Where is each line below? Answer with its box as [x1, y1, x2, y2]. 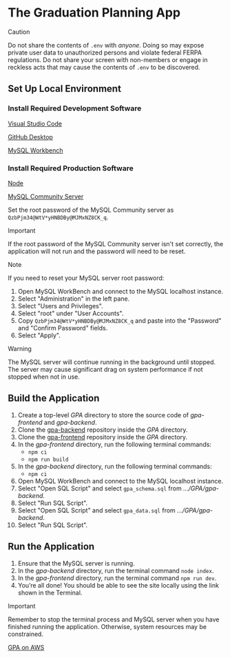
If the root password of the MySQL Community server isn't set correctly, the [8, 239, 224, 248]
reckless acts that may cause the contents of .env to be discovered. [8, 63, 200, 71]
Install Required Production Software [8, 163, 134, 173]
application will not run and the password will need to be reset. [8, 247, 186, 255]
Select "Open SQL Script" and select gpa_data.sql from [17, 506, 176, 515]
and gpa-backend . [44, 418, 97, 426]
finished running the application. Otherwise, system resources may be [8, 622, 207, 630]
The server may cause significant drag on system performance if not [8, 365, 203, 373]
